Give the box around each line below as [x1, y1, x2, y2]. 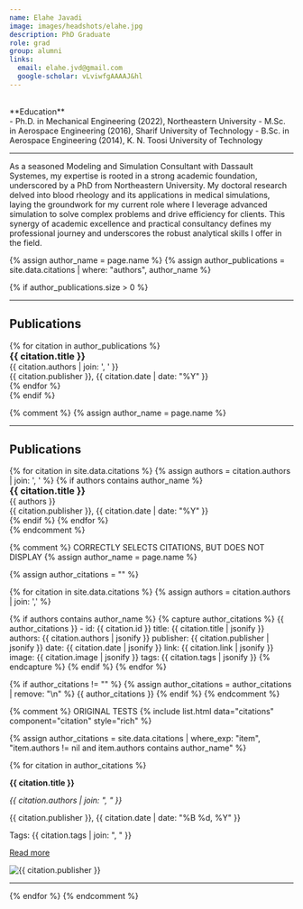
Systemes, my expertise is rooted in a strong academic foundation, [9, 170, 258, 181]
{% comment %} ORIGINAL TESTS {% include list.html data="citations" [9, 706, 275, 717]
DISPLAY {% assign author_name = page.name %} [9, 551, 198, 563]
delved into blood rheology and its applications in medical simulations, [9, 189, 271, 200]
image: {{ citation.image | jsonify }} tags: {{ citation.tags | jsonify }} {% [9, 652, 271, 663]
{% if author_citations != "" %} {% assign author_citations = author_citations [9, 679, 292, 690]
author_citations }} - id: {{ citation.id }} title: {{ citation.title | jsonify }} [9, 623, 265, 634]
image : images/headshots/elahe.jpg [9, 22, 143, 31]
